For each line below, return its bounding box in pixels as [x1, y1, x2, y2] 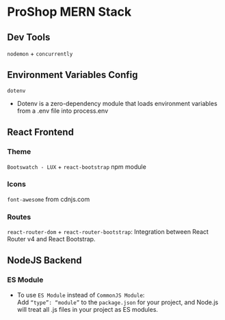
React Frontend [7, 126, 74, 138]
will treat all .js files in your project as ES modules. [16, 305, 159, 313]
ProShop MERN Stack [7, 4, 132, 20]
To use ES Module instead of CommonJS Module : [16, 291, 145, 299]
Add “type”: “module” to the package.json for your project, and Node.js [16, 298, 219, 306]
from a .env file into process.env [16, 107, 109, 115]
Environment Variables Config [7, 69, 138, 81]
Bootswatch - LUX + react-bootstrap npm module [7, 162, 147, 171]
